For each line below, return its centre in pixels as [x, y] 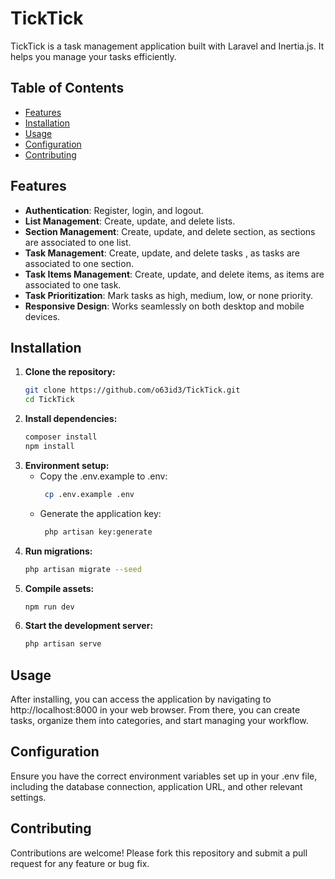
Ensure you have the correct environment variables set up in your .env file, [164, 776]
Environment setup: [67, 465]
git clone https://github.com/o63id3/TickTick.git [132, 390]
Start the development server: [89, 626]
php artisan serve [63, 644]
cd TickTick [49, 400]
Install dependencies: [71, 419]
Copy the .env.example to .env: [103, 476]
